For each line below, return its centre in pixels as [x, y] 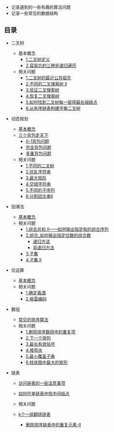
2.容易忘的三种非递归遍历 [51, 65]
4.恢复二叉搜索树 [42, 96]
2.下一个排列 [38, 338]
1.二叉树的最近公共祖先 [49, 78]
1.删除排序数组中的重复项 [50, 332]
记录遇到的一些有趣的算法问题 [41, 7]
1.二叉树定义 [38, 59]
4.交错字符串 [38, 184]
